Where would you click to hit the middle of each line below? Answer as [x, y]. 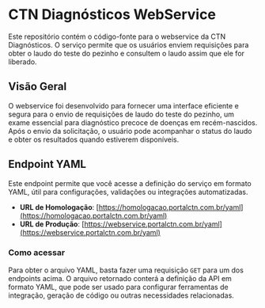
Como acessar [37, 253]
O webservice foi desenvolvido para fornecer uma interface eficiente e [123, 105]
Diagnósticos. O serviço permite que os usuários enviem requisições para [129, 44]
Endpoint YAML [47, 164]
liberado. [23, 62]
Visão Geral [38, 87]
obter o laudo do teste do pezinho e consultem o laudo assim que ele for [127, 53]
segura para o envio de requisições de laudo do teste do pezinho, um [121, 114]
